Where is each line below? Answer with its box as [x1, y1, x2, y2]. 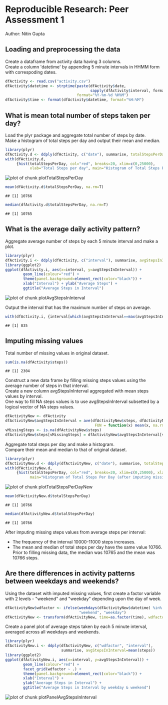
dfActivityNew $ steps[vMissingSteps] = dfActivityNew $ [5, 432, 120, 437]
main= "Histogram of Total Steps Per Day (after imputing [29, 475, 151, 480]
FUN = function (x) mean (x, [94, 423, 151, 428]
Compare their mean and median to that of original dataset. [5, 446, 127, 452]
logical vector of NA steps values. [5, 404, 75, 410]
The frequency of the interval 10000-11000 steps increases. [12, 538, 136, 544]
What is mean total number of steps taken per [5, 111, 151, 119]
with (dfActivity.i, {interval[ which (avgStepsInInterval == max [5, 314, 135, 319]
